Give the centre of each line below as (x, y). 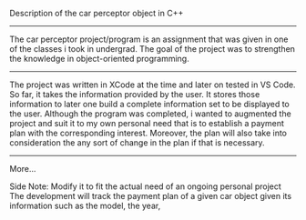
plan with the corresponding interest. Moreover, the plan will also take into (148, 133)
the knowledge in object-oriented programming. (99, 59)
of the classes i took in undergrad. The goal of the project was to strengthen (153, 49)
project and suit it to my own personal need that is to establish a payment (147, 123)
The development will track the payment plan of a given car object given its (151, 196)
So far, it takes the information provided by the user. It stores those (135, 94)
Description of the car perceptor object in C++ (97, 13)
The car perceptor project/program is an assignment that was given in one (149, 39)
